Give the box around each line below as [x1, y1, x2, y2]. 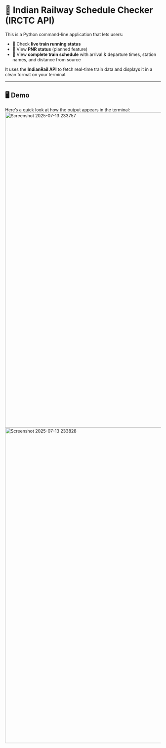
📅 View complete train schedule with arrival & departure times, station [12, 51, 157, 57]
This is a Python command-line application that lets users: [5, 31, 124, 37]
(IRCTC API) [5, 15, 55, 26]
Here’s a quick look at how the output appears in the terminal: [5, 106, 130, 113]
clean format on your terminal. [5, 71, 67, 77]
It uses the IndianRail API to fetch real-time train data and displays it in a [5, 66, 153, 72]
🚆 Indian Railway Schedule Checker [5, 4, 153, 16]
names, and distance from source [12, 56, 81, 62]
